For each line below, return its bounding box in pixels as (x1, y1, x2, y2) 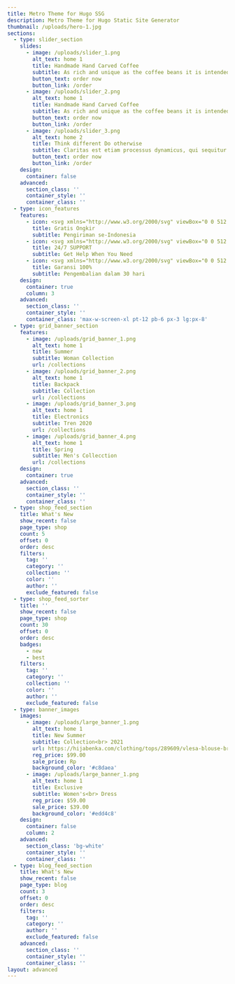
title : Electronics (32, 413, 90, 420)
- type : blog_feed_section (13, 862, 92, 869)
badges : (20, 641, 42, 648)
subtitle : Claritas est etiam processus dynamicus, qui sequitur (32, 147, 227, 154)
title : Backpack (32, 380, 80, 388)
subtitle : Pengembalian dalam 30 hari (32, 270, 145, 277)
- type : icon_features (13, 206, 80, 213)
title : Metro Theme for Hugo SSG (7, 10, 105, 17)
